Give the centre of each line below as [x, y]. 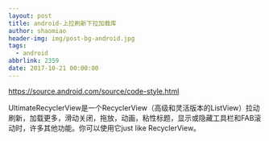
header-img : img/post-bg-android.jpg [72, 38]
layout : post [30, 16]
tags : [17, 46]
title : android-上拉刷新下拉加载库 [62, 23]
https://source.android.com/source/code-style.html [94, 91]
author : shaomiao [37, 31]
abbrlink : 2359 [34, 61]
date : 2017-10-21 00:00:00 [54, 68]
